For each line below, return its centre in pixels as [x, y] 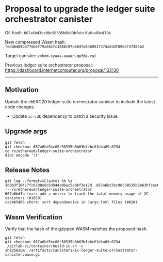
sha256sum [15, 250]
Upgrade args [26, 131]
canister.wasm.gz [23, 255]
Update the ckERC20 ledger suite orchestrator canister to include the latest [80, 101]
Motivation [22, 90]
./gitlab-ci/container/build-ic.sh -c [44, 246]
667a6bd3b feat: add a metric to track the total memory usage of [73, 194]
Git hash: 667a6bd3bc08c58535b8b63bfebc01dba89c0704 [58, 32]
